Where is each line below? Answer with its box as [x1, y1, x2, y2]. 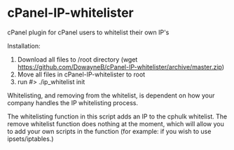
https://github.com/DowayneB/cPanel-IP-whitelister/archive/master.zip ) [17, 62, 225, 71]
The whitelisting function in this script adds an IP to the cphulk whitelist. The [7, 112, 228, 121]
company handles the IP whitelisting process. [7, 98, 139, 107]
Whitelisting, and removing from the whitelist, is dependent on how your [7, 91, 215, 100]
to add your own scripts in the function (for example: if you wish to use [7, 127, 212, 135]
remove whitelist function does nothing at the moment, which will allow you [7, 119, 224, 128]
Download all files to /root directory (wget [17, 55, 138, 64]
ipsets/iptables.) [7, 135, 54, 143]
